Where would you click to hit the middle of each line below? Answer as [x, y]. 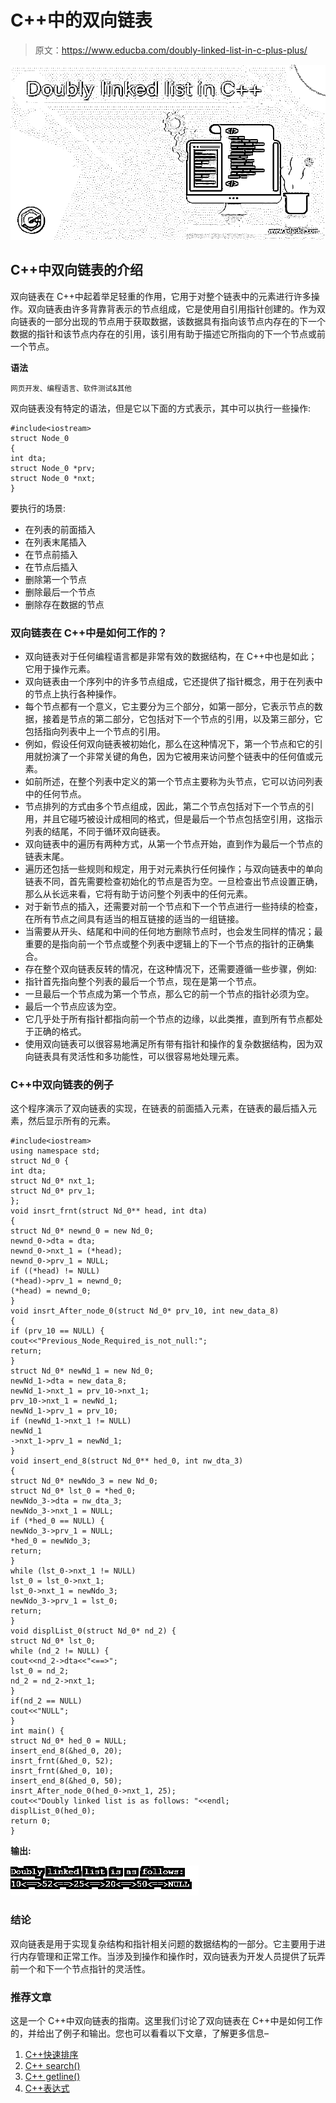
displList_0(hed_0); [53, 1811]
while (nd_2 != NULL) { [60, 1651]
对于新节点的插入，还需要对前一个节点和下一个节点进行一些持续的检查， [173, 907]
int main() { [37, 1731]
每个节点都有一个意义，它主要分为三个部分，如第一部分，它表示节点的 [169, 707]
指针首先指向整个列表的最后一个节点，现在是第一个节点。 [143, 982]
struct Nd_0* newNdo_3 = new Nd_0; [84, 1481]
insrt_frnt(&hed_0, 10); [62, 1771]
